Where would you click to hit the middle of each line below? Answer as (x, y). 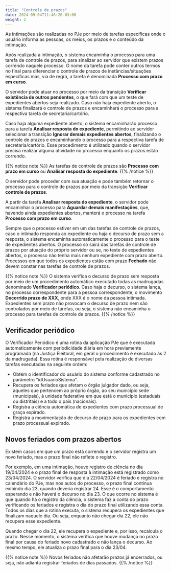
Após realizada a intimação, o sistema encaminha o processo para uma (80, 55)
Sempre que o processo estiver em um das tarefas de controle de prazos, (83, 229)
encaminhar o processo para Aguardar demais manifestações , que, (77, 208)
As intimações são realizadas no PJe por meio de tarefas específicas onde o (86, 34)
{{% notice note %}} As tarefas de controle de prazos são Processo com (82, 166)
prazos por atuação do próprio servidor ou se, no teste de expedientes (80, 250)
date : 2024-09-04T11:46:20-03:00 (41, 15)
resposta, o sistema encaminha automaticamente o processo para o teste (82, 239)
